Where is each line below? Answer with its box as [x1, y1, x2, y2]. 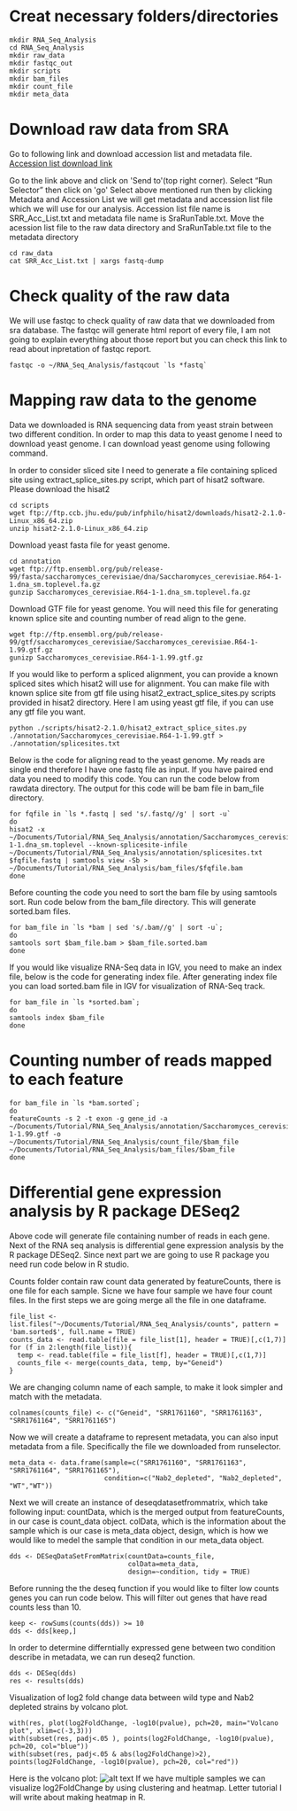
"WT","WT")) [9, 1481, 53, 1490]
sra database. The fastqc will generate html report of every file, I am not [9, 324, 271, 335]
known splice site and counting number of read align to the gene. [9, 613, 247, 623]
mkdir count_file [9, 82, 73, 90]
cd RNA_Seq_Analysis [9, 43, 86, 52]
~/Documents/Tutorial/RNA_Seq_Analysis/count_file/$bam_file [9, 1137, 240, 1146]
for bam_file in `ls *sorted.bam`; [9, 997, 141, 1007]
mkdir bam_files [9, 74, 69, 83]
